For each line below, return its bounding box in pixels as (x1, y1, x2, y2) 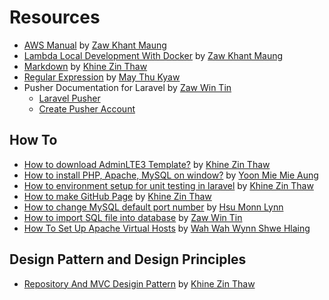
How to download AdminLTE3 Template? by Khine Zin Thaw (23, 158, 271, 170)
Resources (9, 6, 101, 29)
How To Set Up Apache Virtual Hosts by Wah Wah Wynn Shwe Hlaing (23, 222, 311, 234)
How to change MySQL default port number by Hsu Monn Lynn (23, 201, 284, 213)
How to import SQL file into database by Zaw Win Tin (23, 211, 243, 223)
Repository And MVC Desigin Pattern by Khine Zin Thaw (23, 277, 256, 290)
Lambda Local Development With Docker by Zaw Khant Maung (23, 49, 284, 61)
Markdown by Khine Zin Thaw (23, 60, 148, 72)
